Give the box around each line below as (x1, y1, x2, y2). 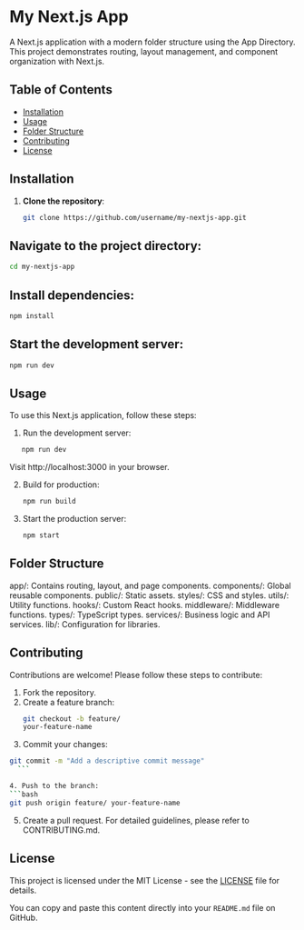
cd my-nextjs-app (9, 262, 75, 272)
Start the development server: (9, 336, 184, 352)
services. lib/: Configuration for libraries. (9, 618, 161, 629)
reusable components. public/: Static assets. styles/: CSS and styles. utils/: (9, 589, 289, 601)
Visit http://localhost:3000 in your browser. (9, 462, 170, 473)
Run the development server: (22, 427, 132, 438)
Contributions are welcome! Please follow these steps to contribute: (9, 669, 263, 680)
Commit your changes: (22, 739, 108, 750)
